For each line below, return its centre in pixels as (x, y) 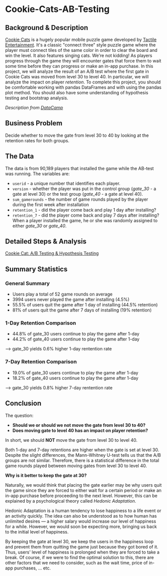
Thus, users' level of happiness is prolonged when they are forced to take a (83, 552)
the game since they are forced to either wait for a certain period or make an (83, 490)
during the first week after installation (51, 204)
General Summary (28, 283)
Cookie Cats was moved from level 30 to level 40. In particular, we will (77, 77)
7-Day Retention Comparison (41, 362)
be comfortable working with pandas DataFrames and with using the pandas (83, 87)
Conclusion (23, 404)
